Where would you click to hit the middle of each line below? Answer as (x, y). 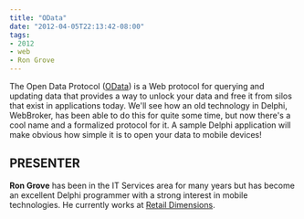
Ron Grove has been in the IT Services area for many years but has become (152, 185)
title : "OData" (38, 18)
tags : (20, 35)
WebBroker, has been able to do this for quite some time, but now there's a (150, 115)
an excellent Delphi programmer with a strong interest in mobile (129, 195)
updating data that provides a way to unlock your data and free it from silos (151, 96)
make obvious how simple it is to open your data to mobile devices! (136, 135)
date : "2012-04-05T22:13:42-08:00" (77, 26)
